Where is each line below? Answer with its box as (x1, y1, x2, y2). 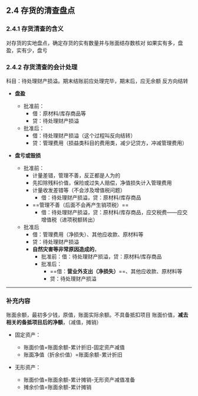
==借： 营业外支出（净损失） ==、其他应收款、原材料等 (49, 267, 183, 274)
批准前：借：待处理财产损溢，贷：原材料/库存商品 (41, 253, 162, 260)
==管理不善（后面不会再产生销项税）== (32, 201, 129, 208)
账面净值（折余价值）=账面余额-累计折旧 (23, 351, 123, 358)
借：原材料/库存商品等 (32, 110, 87, 117)
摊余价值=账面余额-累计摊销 (23, 384, 92, 391)
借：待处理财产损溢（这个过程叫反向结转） (32, 132, 136, 139)
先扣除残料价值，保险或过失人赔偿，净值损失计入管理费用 (32, 179, 172, 186)
